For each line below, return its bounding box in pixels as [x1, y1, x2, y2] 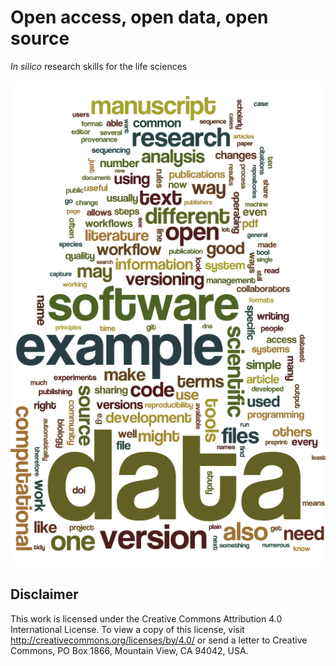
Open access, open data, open [10, 6, 269, 29]
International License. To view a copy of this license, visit [10, 623, 245, 635]
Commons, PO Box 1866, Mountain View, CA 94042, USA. [10, 644, 249, 656]
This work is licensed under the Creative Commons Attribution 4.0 [10, 612, 283, 625]
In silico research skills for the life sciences [10, 60, 188, 72]
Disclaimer [10, 586, 79, 603]
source [10, 27, 70, 50]
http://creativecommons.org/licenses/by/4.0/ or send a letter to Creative [10, 634, 308, 646]
